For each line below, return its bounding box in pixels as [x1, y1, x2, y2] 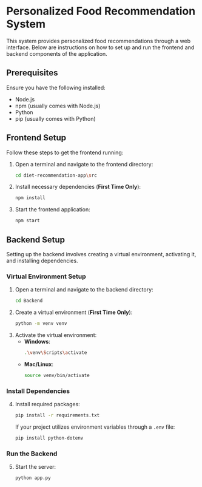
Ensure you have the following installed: [6, 84, 106, 91]
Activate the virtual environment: [15, 332, 97, 339]
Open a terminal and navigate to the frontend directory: [15, 160, 153, 168]
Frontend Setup [6, 132, 67, 143]
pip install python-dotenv [15, 435, 84, 441]
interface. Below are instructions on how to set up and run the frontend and [6, 44, 195, 51]
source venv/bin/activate [24, 372, 90, 378]
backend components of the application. [6, 50, 107, 57]
